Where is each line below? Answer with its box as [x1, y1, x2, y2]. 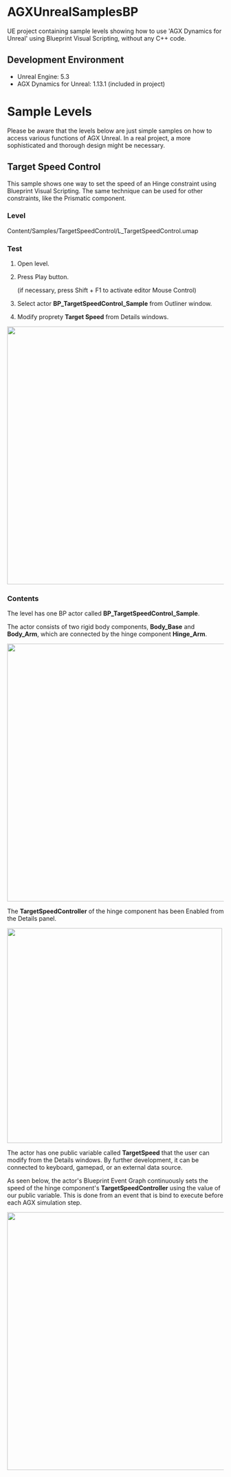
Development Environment [7, 54, 124, 66]
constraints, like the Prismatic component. [7, 194, 126, 202]
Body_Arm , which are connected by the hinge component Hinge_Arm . [7, 630, 208, 638]
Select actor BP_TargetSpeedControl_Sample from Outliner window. [16, 300, 212, 308]
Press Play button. [16, 273, 69, 281]
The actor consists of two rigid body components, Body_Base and [7, 623, 195, 631]
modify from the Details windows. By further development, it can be [7, 1156, 199, 1164]
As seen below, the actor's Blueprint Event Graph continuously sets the [7, 1177, 208, 1185]
